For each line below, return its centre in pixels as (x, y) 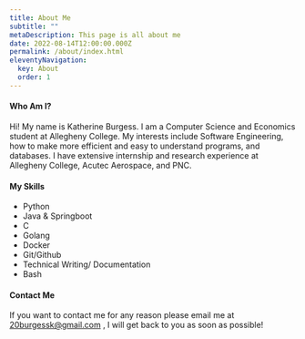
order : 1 (34, 77)
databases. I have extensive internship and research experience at (134, 155)
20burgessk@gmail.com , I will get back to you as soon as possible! (137, 325)
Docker (36, 245)
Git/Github (42, 255)
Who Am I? (30, 107)
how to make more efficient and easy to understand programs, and (135, 146)
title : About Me (40, 18)
